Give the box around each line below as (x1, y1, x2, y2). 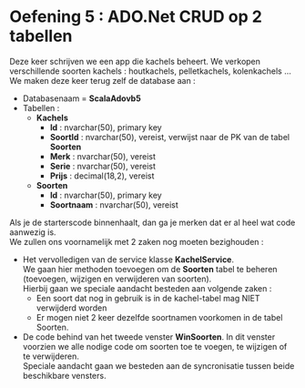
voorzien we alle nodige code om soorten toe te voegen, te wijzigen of (22, 341, 288, 352)
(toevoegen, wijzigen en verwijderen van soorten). (22, 273, 212, 284)
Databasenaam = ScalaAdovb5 (22, 93, 141, 104)
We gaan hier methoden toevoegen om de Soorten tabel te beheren (22, 263, 278, 274)
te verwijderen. (22, 351, 79, 362)
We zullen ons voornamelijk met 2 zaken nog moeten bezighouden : (9, 236, 264, 247)
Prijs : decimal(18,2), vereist (49, 170, 155, 181)
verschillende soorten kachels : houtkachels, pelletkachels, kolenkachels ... (9, 66, 291, 77)
